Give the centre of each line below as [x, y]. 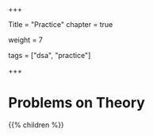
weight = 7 [26, 40]
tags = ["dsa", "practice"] [50, 55]
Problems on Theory [76, 103]
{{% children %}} [36, 125]
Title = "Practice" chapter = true [61, 24]
